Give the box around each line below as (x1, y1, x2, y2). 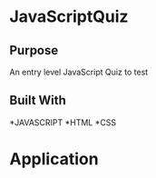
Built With (9, 93, 66, 108)
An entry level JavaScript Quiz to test (9, 66, 149, 77)
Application (9, 149, 99, 169)
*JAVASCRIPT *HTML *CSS (9, 116, 116, 128)
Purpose (9, 43, 59, 58)
